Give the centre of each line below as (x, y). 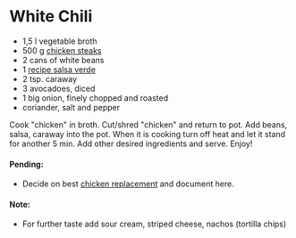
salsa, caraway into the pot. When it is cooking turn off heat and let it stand (148, 134)
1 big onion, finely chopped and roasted (95, 98)
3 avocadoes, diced (59, 88)
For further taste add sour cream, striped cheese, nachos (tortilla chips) (154, 224)
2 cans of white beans (63, 60)
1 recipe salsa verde (59, 70)
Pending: (26, 164)
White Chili (51, 16)
